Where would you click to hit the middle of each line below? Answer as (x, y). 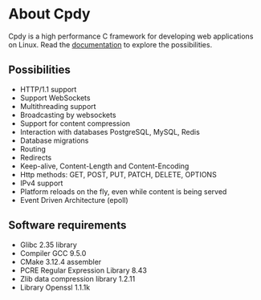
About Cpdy (49, 14)
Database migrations (54, 140)
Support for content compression (75, 123)
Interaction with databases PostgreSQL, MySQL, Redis (110, 132)
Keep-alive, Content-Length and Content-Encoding (104, 166)
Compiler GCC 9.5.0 (53, 253)
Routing (33, 148)
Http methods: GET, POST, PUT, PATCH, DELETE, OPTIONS (118, 174)
